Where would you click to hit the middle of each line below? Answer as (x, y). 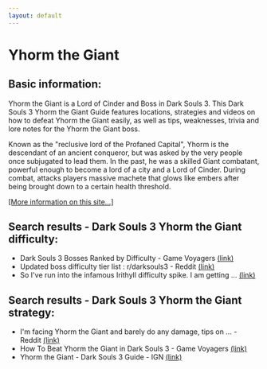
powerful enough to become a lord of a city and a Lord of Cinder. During (127, 169)
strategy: (31, 312)
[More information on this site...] (61, 202)
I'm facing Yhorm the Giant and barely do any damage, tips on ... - (128, 332)
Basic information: (55, 84)
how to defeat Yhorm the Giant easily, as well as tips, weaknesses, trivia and (133, 120)
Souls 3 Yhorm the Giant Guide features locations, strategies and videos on (132, 111)
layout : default (35, 16)
